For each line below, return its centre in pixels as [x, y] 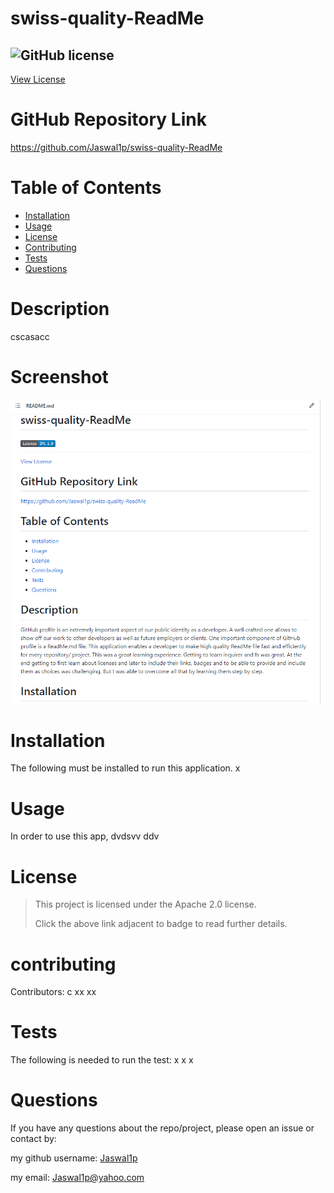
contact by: [33, 1139]
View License [38, 79]
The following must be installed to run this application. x [125, 768]
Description [60, 309]
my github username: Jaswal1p [74, 1158]
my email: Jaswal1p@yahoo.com [77, 1178]
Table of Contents [86, 188]
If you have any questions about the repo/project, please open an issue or [162, 1128]
